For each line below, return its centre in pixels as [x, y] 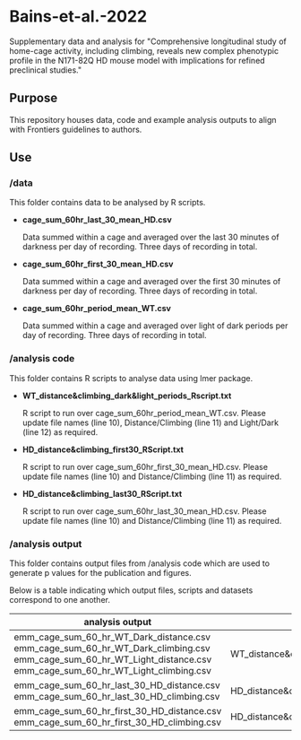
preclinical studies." [46, 70]
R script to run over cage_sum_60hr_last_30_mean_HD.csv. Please [144, 511]
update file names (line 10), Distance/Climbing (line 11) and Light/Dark [150, 422]
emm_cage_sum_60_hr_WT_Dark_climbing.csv [112, 649]
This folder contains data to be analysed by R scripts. [107, 203]
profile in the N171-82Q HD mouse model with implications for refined [138, 60]
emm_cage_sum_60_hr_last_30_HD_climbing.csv [117, 697]
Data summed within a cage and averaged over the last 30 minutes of [150, 237]
